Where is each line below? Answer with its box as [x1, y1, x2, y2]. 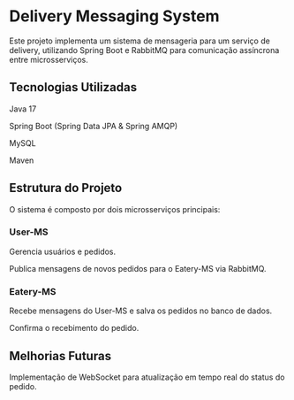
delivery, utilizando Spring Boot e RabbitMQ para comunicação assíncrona [9, 44, 280, 55]
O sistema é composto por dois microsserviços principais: [9, 204, 221, 214]
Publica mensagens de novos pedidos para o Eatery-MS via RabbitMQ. [9, 263, 267, 273]
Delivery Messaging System [9, 6, 220, 27]
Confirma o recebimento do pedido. [9, 323, 139, 334]
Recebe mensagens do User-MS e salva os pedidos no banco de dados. [9, 305, 273, 316]
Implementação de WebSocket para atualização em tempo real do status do [9, 372, 285, 382]
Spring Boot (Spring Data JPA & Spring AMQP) [9, 120, 178, 131]
